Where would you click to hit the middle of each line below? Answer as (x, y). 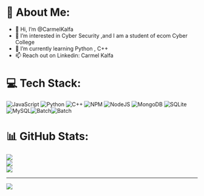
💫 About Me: (38, 12)
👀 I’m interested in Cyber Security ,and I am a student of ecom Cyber (101, 35)
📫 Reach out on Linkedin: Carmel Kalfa (64, 55)
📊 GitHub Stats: (48, 137)
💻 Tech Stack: (44, 83)
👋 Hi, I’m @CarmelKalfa (44, 29)
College (25, 42)
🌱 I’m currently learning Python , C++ (62, 49)
